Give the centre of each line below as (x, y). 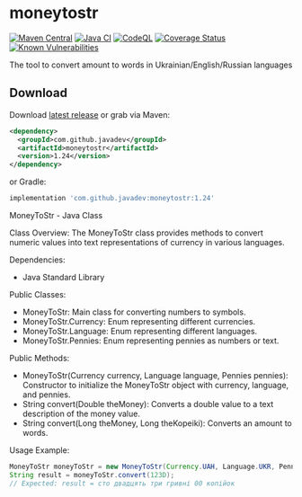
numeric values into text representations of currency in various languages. (147, 242)
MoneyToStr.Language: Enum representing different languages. (140, 331)
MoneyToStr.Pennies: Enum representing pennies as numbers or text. (151, 341)
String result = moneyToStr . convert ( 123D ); (92, 475)
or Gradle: (28, 182)
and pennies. (46, 395)
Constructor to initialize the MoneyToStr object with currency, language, (155, 385)
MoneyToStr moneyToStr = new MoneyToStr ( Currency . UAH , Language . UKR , (142, 466)
